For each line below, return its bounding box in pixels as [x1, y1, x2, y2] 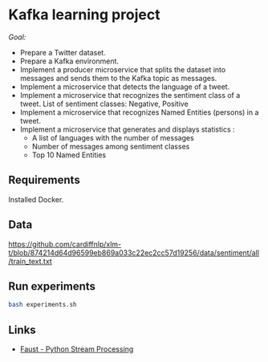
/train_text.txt [8, 256, 52, 266]
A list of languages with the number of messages [31, 132, 194, 142]
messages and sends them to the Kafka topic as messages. [19, 73, 217, 83]
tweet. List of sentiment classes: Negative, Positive [19, 99, 189, 108]
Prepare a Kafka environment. [19, 56, 119, 66]
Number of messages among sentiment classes [31, 141, 190, 151]
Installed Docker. [8, 194, 64, 204]
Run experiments [8, 279, 96, 293]
